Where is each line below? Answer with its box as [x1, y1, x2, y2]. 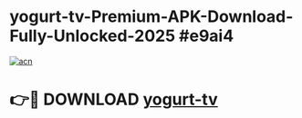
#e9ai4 [179, 25, 234, 46]
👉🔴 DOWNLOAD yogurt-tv [9, 89, 219, 110]
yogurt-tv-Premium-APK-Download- [9, 6, 294, 27]
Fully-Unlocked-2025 [9, 25, 176, 46]
